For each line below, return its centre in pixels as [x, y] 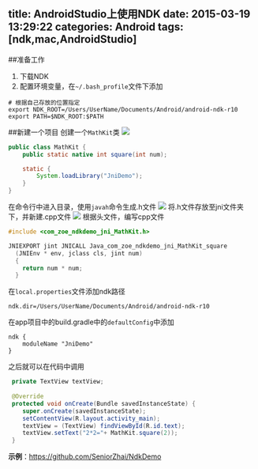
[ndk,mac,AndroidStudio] [73, 39]
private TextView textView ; [58, 382]
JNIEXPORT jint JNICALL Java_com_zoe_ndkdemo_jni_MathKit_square [118, 246]
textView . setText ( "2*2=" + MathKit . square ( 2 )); [100, 433]
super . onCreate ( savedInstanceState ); [84, 411]
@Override [28, 397]
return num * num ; [52, 268]
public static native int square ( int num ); [95, 154]
